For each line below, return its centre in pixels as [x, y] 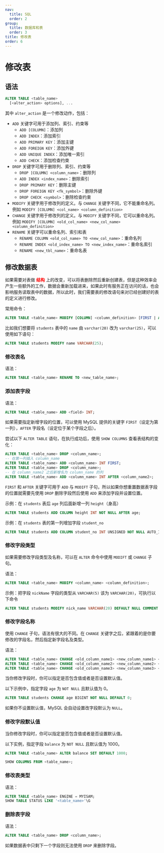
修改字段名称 [20, 622]
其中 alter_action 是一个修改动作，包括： [47, 113]
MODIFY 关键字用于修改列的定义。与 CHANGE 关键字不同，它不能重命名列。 [85, 203]
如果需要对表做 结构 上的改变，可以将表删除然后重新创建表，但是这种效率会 [81, 280]
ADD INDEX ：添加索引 [40, 136]
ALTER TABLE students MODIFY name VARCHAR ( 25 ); [54, 344]
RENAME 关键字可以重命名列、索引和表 [49, 232]
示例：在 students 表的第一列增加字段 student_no [54, 523]
